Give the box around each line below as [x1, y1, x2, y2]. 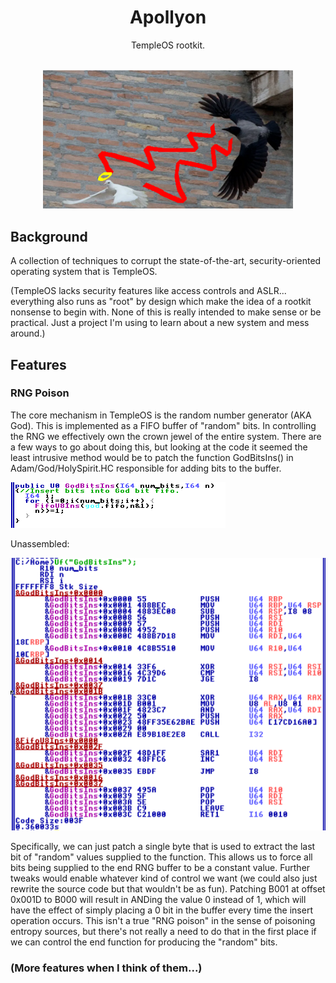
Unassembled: [10, 537, 70, 550]
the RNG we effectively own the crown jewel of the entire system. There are [10, 430, 322, 442]
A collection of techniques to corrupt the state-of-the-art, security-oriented [10, 255, 322, 267]
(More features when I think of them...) [10, 961, 203, 975]
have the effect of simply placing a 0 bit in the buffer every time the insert [10, 904, 313, 916]
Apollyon [129, 6, 207, 29]
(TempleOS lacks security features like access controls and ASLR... [10, 285, 287, 297]
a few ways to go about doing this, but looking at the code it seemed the [10, 441, 308, 453]
